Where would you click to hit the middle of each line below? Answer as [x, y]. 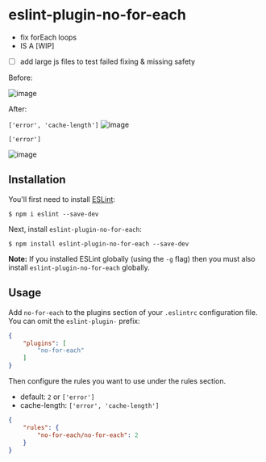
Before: [21, 78]
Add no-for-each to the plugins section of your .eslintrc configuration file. [133, 312]
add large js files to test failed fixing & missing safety [108, 61]
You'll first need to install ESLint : [62, 199]
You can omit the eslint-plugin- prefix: [74, 321]
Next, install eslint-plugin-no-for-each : [75, 229]
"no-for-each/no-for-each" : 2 [88, 435]
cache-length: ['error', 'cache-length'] [89, 405]
